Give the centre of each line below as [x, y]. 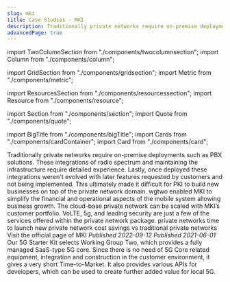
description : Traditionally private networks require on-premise [102, 26]
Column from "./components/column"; [61, 60]
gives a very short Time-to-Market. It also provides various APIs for [102, 264]
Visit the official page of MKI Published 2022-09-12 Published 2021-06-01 [112, 235]
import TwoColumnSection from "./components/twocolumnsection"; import [113, 52]
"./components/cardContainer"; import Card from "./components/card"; [108, 142]
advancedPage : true [35, 33]
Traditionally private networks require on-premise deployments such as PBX [115, 155]
